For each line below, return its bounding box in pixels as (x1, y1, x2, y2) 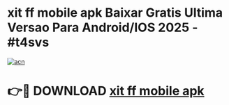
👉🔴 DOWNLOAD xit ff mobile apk (7, 83, 205, 99)
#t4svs (7, 35, 50, 50)
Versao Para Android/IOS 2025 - (7, 19, 198, 35)
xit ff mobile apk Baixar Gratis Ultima (7, 5, 223, 21)
